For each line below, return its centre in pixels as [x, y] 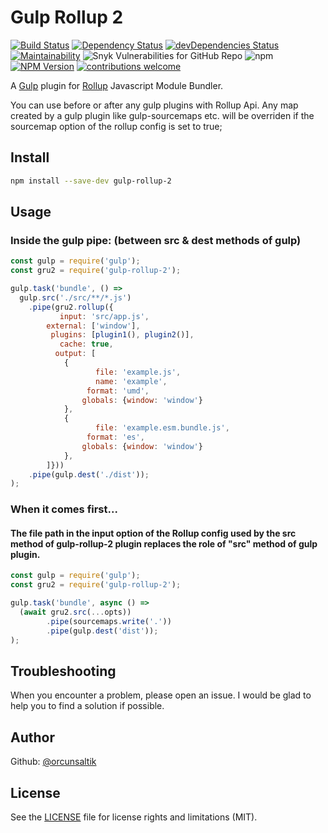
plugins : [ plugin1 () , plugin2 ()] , [122, 335]
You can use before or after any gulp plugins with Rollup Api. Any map [154, 105]
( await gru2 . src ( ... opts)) [75, 612]
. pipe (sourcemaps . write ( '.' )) [109, 621]
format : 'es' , [115, 437]
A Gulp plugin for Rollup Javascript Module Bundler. [117, 85]
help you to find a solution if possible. [87, 706]
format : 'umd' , [118, 391]
